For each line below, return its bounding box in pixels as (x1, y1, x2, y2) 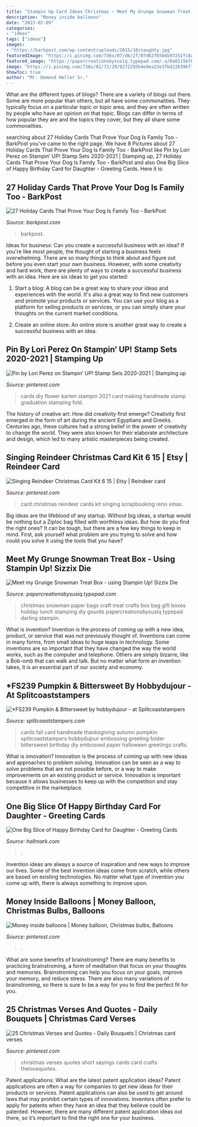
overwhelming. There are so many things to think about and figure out (6, 254, 176, 261)
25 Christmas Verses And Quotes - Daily (6, 1005, 158, 1015)
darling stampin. (20, 615, 60, 622)
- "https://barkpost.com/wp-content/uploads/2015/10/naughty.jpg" (6, 47, 173, 53)
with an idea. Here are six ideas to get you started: (6, 273, 128, 280)
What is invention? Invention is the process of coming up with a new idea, (6, 626, 184, 633)
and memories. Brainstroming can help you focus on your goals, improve (6, 968, 183, 976)
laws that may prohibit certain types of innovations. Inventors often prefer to (6, 1095, 191, 1102)
